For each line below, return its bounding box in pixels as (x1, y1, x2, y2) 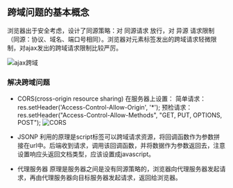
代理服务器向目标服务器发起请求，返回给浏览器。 (41, 173, 182, 182)
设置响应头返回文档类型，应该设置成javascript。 (17, 150, 155, 158)
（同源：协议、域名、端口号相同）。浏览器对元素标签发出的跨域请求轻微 (7, 35, 211, 43)
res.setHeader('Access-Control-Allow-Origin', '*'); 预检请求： (17, 103, 193, 112)
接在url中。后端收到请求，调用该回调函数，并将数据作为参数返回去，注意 (17, 142, 225, 150)
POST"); (17, 119, 42, 127)
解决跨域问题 (7, 77, 51, 87)
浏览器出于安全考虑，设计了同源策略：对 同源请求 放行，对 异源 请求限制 (7, 26, 215, 35)
